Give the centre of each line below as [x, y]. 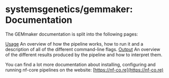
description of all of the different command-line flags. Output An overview [83, 49]
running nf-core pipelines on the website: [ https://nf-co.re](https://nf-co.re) [84, 70]
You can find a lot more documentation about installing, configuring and [81, 64]
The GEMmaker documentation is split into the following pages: [72, 34]
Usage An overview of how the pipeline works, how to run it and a [74, 44]
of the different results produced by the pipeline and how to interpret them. [84, 55]
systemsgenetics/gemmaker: [69, 9]
